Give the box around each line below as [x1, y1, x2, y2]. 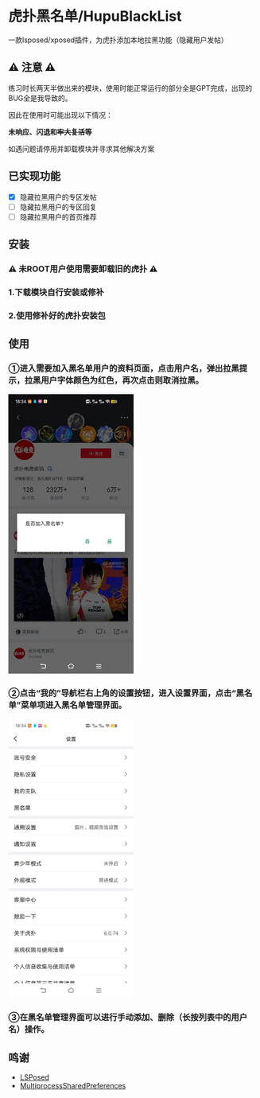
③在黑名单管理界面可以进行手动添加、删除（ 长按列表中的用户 [8, 1012, 248, 1023]
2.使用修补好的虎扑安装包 [8, 310, 106, 321]
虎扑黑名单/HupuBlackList [8, 7, 182, 25]
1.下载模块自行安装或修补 [8, 286, 105, 298]
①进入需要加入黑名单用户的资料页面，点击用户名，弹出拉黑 [8, 363, 240, 374]
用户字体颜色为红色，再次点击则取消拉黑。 [41, 375, 204, 386]
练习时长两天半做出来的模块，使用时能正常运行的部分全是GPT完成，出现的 [8, 83, 253, 92]
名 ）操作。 [8, 1024, 49, 1035]
